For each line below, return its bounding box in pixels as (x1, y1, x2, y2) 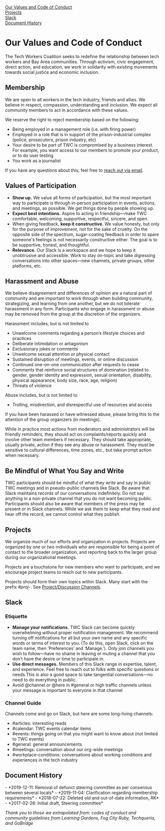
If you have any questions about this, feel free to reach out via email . (5, 167, 144, 173)
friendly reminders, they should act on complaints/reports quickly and (5, 431, 146, 437)
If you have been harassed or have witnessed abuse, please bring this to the (5, 412, 160, 417)
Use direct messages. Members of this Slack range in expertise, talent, (12, 661, 157, 667)
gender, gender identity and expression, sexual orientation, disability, (12, 372, 152, 378)
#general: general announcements (12, 741, 82, 747)
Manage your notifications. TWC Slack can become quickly (12, 624, 135, 630)
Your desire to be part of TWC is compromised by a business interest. (12, 142, 154, 148)
